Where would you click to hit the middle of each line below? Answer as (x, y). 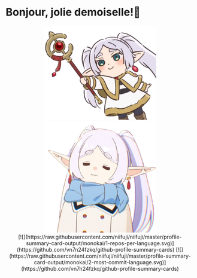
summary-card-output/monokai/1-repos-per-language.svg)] (100, 243)
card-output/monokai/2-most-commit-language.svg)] (100, 262)
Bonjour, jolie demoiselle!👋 (73, 12)
